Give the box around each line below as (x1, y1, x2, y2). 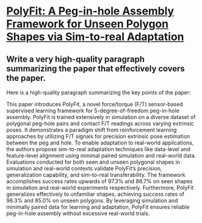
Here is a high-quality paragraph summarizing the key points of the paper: (6, 89, 191, 96)
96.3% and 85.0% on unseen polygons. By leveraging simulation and (6, 197, 178, 204)
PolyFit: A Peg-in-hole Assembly (6, 4, 174, 18)
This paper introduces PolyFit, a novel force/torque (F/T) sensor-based (6, 101, 183, 108)
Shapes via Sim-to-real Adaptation (6, 30, 184, 44)
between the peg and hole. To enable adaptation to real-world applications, (6, 139, 194, 146)
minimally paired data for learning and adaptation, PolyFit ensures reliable (6, 204, 190, 210)
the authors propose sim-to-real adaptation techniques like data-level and (6, 146, 191, 152)
